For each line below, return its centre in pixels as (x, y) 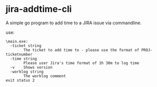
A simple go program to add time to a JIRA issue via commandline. (74, 23)
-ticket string (26, 45)
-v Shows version (31, 67)
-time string (24, 59)
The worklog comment (45, 76)
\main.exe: (17, 41)
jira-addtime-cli (39, 9)
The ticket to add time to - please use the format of (81, 50)
